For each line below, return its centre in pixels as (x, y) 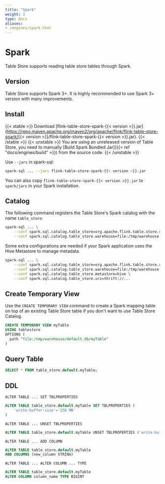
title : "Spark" (21, 10)
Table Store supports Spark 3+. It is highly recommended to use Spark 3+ (80, 93)
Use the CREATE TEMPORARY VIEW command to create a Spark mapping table (80, 306)
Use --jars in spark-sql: (29, 162)
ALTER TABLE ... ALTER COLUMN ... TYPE (46, 464)
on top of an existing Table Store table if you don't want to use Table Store (80, 311)
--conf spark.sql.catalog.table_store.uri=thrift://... (72, 279)
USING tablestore (23, 330)
